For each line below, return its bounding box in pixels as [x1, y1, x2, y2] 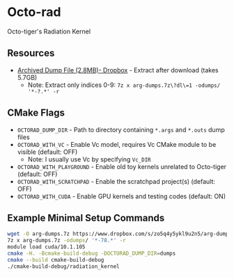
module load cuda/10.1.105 [7, 244, 86, 251]
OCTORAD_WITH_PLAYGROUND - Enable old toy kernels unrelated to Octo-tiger [17, 162, 227, 171]
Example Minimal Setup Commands [7, 212, 165, 223]
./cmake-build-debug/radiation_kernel [7, 262, 120, 270]
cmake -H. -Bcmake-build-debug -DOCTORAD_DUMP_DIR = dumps [7, 250, 176, 257]
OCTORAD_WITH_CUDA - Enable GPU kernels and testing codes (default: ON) [17, 192, 226, 200]
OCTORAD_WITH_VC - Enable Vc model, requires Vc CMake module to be [17, 140, 217, 148]
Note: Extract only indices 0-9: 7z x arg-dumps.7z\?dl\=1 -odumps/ [27, 81, 221, 89]
